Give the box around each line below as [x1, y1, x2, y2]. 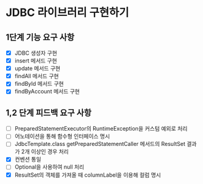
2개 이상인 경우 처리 [21, 148, 69, 155]
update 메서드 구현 [14, 65, 61, 72]
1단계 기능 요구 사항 [6, 32, 75, 42]
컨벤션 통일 [14, 156, 42, 163]
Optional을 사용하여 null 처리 [14, 163, 85, 171]
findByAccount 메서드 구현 [14, 88, 80, 95]
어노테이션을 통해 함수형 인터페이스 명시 [14, 132, 110, 140]
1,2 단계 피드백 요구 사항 [6, 107, 92, 118]
